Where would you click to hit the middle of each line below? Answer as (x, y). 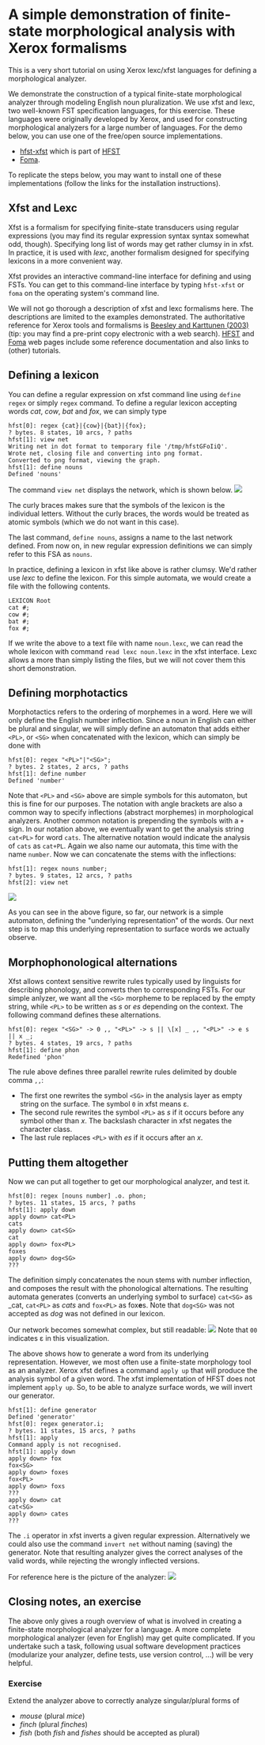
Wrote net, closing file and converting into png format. (106, 453)
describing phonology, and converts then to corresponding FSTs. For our (127, 990)
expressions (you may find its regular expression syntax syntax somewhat (129, 236)
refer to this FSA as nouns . (50, 554)
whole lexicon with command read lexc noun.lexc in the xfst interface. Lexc (132, 651)
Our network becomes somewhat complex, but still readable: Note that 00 (133, 1330)
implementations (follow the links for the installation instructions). (115, 183)
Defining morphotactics (68, 693)
